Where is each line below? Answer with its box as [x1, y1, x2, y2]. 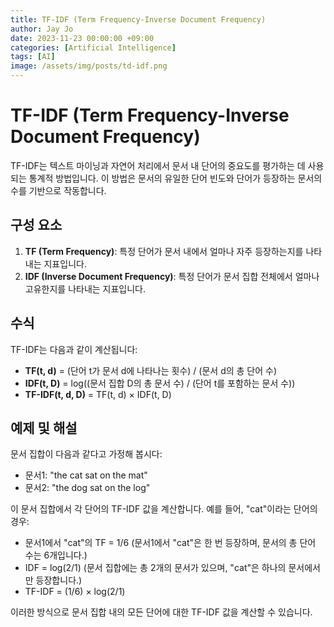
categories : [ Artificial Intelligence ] [10, 42, 177, 53]
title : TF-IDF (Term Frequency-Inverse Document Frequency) [10, 14, 267, 25]
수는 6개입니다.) [24, 549, 88, 561]
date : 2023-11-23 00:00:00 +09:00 [10, 33, 155, 43]
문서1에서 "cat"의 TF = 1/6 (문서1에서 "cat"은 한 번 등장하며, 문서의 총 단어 [24, 537, 317, 549]
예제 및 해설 [10, 419, 78, 436]
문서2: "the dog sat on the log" [24, 482, 151, 494]
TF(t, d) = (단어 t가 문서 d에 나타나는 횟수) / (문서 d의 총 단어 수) [24, 364, 278, 376]
